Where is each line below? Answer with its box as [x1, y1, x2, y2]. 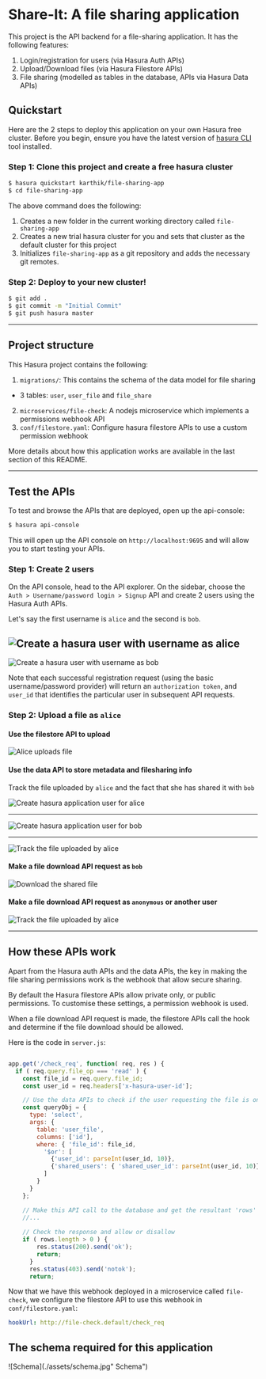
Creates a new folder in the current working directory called [19, 216, 215, 226]
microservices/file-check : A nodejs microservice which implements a [19, 405, 249, 415]
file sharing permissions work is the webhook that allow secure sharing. [8, 974, 242, 984]
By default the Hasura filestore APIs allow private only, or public [8, 990, 216, 999]
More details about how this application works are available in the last [8, 446, 235, 456]
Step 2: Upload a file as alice [8, 710, 121, 721]
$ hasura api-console [8, 521, 80, 530]
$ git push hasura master [8, 309, 93, 317]
